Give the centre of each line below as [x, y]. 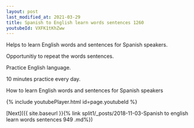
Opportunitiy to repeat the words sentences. [60, 56]
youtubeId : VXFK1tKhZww [35, 28]
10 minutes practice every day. [43, 79]
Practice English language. [38, 68]
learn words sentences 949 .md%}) [50, 120]
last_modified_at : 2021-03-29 [43, 17]
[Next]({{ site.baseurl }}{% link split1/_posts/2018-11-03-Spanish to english [97, 113]
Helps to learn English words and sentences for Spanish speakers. [87, 45]
